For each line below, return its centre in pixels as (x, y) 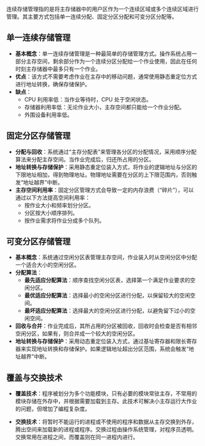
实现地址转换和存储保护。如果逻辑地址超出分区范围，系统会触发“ (107, 349)
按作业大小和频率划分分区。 (59, 205)
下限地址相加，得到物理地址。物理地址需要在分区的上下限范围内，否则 (103, 174)
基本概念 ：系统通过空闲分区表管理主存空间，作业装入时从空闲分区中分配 (106, 257)
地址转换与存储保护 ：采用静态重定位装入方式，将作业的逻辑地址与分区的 (106, 167)
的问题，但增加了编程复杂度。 (52, 409)
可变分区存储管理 (38, 242)
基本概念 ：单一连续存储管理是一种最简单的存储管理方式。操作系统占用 (103, 53)
